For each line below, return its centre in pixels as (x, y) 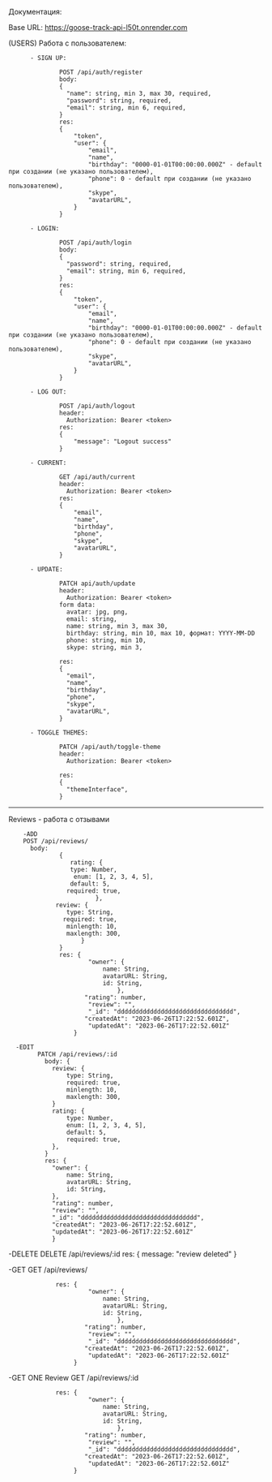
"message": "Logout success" (123, 442)
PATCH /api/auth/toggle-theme (110, 747)
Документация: (35, 12)
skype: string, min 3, (104, 648)
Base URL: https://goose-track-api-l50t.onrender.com (98, 27)
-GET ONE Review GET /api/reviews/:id (74, 1378)
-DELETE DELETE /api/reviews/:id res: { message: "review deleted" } (123, 1254)
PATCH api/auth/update (98, 584)
